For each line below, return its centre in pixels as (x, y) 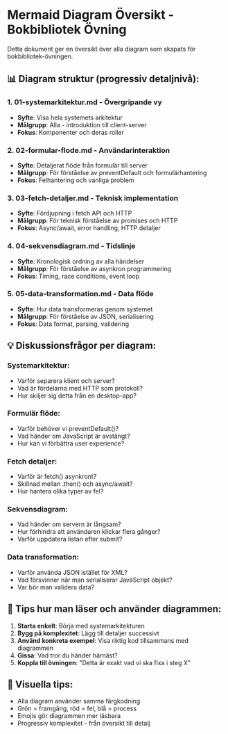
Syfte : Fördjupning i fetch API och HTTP (74, 213)
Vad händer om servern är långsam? (69, 524)
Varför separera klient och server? (66, 381)
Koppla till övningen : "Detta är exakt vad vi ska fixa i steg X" (104, 662)
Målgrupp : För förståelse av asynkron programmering (94, 268)
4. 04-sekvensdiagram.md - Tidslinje (71, 246)
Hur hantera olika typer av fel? (60, 491)
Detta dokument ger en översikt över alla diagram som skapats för (102, 49)
